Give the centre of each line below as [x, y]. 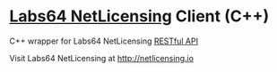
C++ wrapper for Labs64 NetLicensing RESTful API [104, 41]
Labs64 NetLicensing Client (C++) [139, 16]
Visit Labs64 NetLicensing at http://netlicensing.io [102, 58]
